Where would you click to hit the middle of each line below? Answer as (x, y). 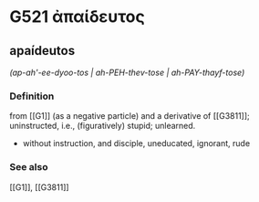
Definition (32, 96)
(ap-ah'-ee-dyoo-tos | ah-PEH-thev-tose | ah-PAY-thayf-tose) (127, 72)
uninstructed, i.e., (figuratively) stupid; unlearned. (103, 126)
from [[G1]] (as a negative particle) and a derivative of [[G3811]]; (130, 116)
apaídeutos (42, 51)
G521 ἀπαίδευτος (78, 17)
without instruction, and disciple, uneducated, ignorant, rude (136, 144)
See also (29, 167)
